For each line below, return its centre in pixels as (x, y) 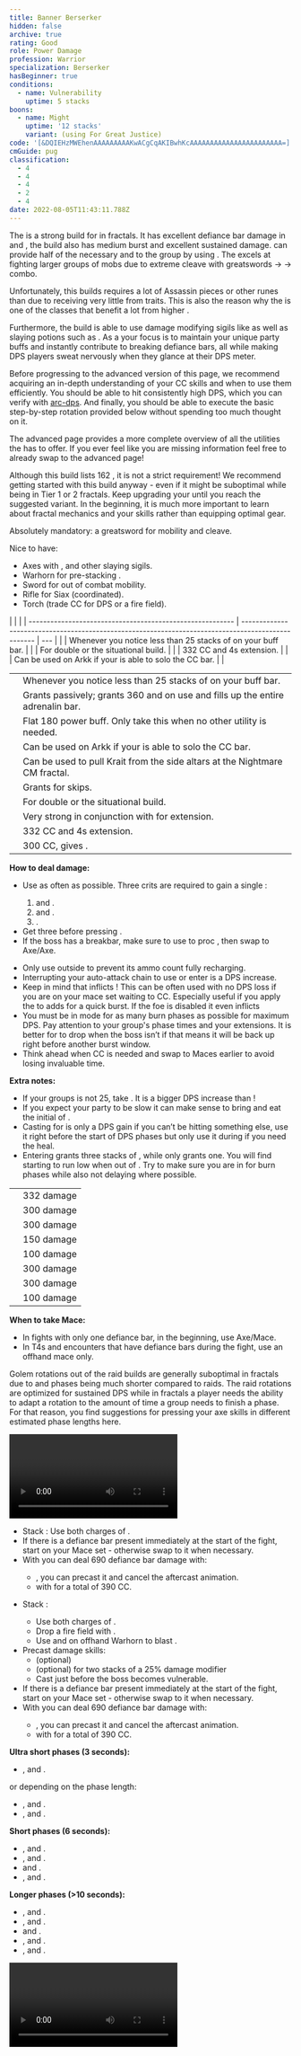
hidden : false (36, 26)
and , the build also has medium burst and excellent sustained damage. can (149, 244)
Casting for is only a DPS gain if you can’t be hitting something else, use (155, 1126)
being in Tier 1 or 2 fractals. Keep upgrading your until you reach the (135, 494)
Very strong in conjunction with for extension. (118, 816)
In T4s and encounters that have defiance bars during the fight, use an (153, 1347)
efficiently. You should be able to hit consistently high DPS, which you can (146, 393)
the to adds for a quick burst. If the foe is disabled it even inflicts (141, 1006)
